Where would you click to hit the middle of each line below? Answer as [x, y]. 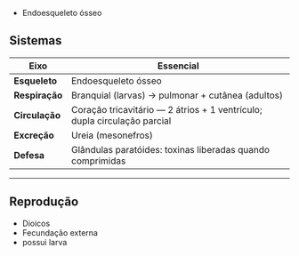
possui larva [44, 242]
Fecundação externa [60, 232]
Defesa [29, 155]
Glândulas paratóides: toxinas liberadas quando [170, 149]
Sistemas [36, 40]
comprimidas [98, 161]
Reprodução [44, 202]
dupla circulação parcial [121, 121]
